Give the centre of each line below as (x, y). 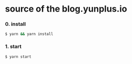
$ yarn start (18, 57)
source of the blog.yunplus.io (66, 9)
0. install (15, 24)
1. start (13, 47)
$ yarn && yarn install (29, 34)
